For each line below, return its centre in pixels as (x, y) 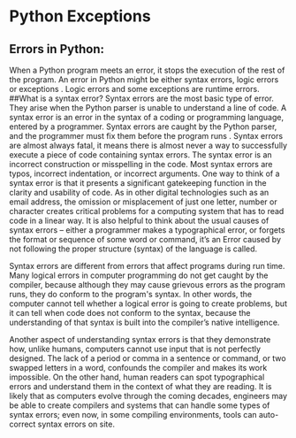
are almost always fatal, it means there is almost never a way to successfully (148, 145)
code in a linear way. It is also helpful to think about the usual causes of (139, 220)
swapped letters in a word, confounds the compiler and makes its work (138, 368)
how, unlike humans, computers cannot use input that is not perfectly (135, 349)
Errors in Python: (57, 49)
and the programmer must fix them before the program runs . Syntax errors (146, 136)
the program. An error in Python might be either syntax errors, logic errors (144, 80)
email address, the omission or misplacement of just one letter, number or (143, 202)
